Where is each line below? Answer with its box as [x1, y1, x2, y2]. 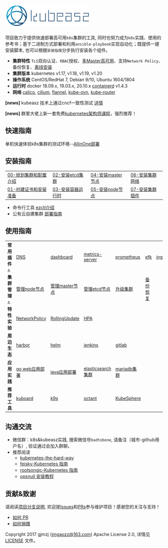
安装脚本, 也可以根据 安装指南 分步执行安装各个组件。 [5, 47, 110, 53]
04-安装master [90, 172, 122, 178]
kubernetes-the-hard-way [19, 455, 74, 461]
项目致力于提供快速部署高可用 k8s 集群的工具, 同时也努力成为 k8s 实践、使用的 [5, 35, 161, 41]
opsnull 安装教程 [19, 473, 54, 479]
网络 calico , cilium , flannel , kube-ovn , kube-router [12, 89, 116, 95]
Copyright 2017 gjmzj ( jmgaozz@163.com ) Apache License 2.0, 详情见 [5, 531, 150, 537]
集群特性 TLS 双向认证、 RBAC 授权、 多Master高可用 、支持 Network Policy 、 [12, 58, 163, 64]
